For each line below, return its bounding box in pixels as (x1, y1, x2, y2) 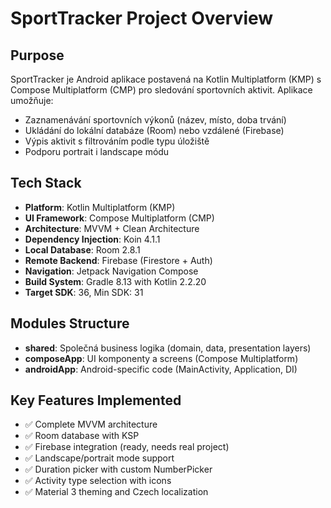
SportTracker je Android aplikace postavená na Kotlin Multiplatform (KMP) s (10, 73, 322, 85)
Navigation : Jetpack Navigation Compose (24, 265, 199, 277)
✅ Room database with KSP (24, 430, 140, 442)
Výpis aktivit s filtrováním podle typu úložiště (24, 135, 210, 147)
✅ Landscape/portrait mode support (24, 452, 175, 464)
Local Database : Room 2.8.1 (24, 243, 141, 256)
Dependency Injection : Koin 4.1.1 (24, 233, 161, 245)
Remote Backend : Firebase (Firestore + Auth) (24, 254, 213, 266)
